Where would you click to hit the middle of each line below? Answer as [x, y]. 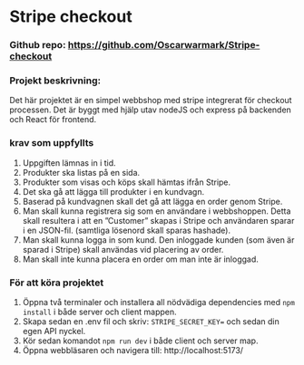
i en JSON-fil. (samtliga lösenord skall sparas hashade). [127, 230]
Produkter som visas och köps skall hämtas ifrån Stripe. [127, 182]
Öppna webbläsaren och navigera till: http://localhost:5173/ [132, 350]
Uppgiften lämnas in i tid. [69, 163]
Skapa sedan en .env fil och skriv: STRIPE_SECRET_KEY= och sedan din [151, 322]
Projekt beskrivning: [55, 81]
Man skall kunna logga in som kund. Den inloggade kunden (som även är [158, 240]
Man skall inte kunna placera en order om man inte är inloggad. [140, 259]
